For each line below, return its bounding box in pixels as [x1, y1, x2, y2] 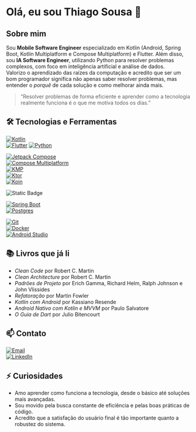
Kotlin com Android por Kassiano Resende [14, 298, 116, 305]
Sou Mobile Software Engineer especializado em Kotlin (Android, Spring [6, 44, 181, 51]
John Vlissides [14, 286, 50, 293]
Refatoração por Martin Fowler [14, 292, 90, 299]
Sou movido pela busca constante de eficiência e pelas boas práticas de [14, 402, 190, 409]
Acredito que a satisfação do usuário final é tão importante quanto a [14, 414, 179, 421]
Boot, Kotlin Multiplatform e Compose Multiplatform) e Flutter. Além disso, [6, 50, 184, 58]
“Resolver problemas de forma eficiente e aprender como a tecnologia [20, 93, 190, 100]
